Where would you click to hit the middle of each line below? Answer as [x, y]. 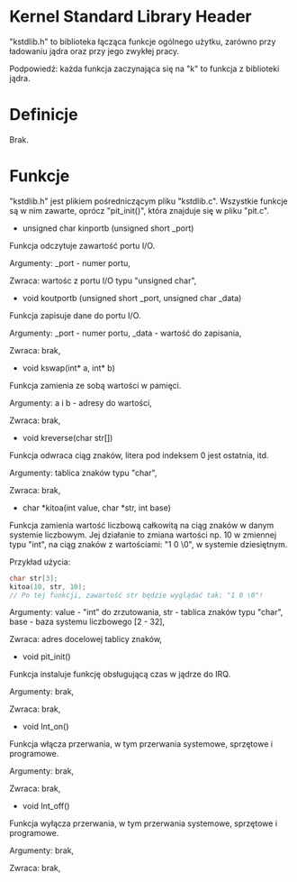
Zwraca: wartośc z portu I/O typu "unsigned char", [103, 280]
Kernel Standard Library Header [130, 17]
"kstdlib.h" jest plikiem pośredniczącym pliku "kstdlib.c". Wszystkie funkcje [148, 201]
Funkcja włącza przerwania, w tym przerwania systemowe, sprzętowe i [141, 744]
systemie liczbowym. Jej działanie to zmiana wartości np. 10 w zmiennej [143, 535]
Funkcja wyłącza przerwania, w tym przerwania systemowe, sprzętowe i [143, 823]
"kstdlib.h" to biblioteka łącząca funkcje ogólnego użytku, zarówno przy [143, 41]
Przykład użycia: [40, 562]
